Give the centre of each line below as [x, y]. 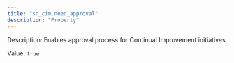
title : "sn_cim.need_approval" [53, 13]
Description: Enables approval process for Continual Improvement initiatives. [117, 39]
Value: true [23, 53]
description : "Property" [43, 20]
